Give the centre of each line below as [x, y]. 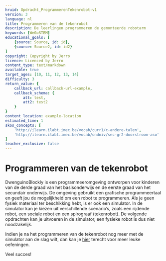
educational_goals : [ [28, 38]
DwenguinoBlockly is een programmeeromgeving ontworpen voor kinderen [83, 182]
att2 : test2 [36, 102]
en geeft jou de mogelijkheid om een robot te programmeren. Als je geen [80, 198]
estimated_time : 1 [24, 121]
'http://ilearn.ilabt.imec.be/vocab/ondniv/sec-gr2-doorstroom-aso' [87, 135]
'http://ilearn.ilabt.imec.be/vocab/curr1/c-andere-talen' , [78, 130]
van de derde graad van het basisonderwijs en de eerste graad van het [78, 187]
